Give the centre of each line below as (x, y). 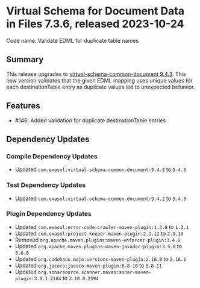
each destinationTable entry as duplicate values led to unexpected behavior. (101, 87)
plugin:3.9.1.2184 (38, 278)
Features (23, 106)
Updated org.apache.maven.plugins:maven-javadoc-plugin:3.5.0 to (98, 246)
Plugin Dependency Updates (49, 214)
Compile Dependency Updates (52, 156)
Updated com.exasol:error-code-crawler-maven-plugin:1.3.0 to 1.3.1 (102, 227)
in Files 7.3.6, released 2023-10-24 (95, 24)
